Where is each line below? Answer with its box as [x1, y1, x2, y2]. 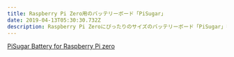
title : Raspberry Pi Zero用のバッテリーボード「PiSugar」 [7, 10, 166, 17]
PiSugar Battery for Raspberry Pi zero [7, 42, 115, 51]
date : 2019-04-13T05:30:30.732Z [7, 17, 101, 24]
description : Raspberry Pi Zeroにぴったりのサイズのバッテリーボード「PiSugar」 [7, 23, 226, 30]
